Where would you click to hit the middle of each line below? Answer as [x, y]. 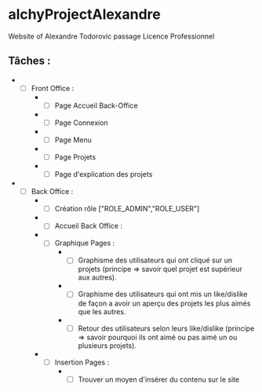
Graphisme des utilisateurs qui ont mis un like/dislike [163, 294]
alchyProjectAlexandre [84, 15]
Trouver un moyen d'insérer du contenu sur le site [159, 379]
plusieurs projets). [107, 345]
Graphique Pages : [85, 243]
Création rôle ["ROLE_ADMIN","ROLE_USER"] [127, 209]
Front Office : [53, 88]
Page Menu [73, 140]
